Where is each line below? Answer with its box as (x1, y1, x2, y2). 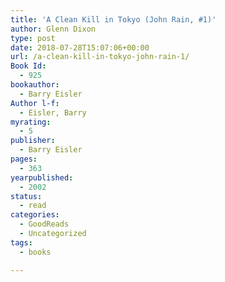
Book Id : (10, 61, 47, 71)
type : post (10, 33, 56, 43)
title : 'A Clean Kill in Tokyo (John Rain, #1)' (10, 14, 217, 25)
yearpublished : (10, 172, 74, 183)
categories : (10, 210, 60, 220)
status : (10, 191, 43, 201)
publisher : (10, 136, 56, 146)
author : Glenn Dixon (10, 24, 97, 34)
